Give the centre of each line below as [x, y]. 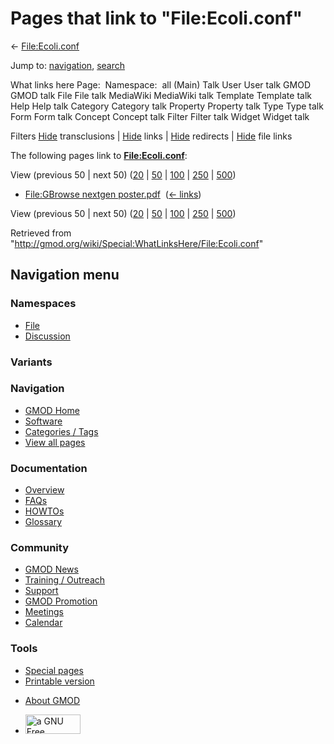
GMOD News [51, 569]
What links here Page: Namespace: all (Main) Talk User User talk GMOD [160, 84]
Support [41, 591]
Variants [31, 362]
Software [43, 421]
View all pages [55, 442]
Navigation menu [65, 275]
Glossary [43, 522]
